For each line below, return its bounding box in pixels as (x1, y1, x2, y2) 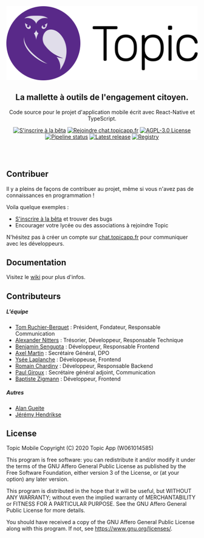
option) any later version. (6, 475, 69, 483)
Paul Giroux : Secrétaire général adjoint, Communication (15, 368, 156, 376)
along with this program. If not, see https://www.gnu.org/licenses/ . (6, 525, 173, 533)
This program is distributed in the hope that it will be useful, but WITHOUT (6, 488, 192, 495)
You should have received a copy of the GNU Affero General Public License (6, 519, 195, 526)
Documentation (6, 257, 67, 267)
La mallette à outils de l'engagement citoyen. (15, 92, 189, 103)
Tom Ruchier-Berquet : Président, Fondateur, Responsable (15, 323, 161, 331)
